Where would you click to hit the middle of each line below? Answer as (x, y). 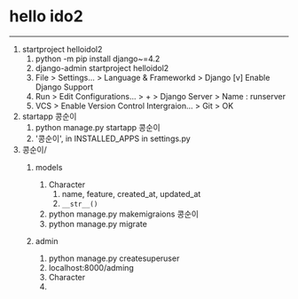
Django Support (64, 87)
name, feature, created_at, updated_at (131, 193)
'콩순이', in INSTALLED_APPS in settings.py (113, 138)
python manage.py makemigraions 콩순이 (124, 214)
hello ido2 (47, 16)
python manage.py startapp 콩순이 (98, 127)
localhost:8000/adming (91, 267)
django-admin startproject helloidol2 (102, 67)
